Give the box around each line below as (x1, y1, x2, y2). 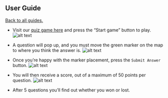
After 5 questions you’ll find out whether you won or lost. (12, 87, 130, 93)
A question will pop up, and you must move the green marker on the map (12, 42, 163, 48)
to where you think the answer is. (12, 47, 81, 53)
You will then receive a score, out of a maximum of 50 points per (12, 72, 146, 78)
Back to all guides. (5, 17, 44, 23)
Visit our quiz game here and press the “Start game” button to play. (12, 27, 151, 33)
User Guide (5, 4, 41, 12)
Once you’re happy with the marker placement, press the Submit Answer (12, 57, 161, 63)
